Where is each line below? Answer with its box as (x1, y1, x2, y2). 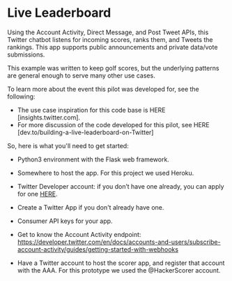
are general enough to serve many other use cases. (7, 71, 155, 80)
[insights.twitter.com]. (17, 113, 81, 122)
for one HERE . (17, 189, 58, 198)
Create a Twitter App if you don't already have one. (17, 203, 164, 211)
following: (7, 92, 36, 101)
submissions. (7, 50, 45, 59)
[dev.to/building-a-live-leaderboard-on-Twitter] (17, 128, 154, 136)
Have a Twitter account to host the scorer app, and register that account (17, 259, 225, 267)
